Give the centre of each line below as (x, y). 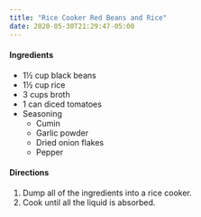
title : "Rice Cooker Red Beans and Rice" (88, 18)
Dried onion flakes (70, 142)
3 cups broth (46, 94)
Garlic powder (62, 133)
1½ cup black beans (59, 75)
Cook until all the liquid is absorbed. (89, 202)
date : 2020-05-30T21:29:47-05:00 (72, 26)
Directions (29, 173)
